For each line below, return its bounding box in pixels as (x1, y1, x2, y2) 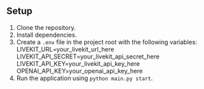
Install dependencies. (16, 31, 77, 39)
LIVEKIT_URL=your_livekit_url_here (16, 45, 114, 53)
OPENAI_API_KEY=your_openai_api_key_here (16, 67, 143, 75)
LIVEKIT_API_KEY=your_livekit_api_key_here (16, 59, 140, 67)
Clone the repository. (16, 23, 76, 31)
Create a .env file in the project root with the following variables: (16, 37, 198, 46)
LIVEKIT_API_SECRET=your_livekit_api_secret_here (16, 52, 160, 60)
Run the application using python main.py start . (16, 74, 153, 82)
